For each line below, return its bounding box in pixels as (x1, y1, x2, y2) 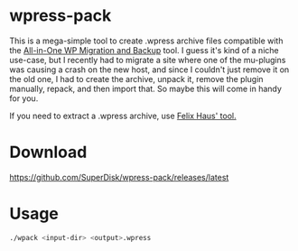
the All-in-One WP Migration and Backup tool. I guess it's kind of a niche (9, 44, 279, 55)
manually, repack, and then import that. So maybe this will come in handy (9, 83, 283, 94)
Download (9, 142, 88, 163)
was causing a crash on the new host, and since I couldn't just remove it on (9, 64, 290, 75)
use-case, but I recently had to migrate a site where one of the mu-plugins (9, 54, 286, 65)
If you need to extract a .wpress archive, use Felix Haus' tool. (9, 110, 237, 121)
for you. (9, 92, 39, 104)
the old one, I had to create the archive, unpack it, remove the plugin (9, 73, 264, 84)
